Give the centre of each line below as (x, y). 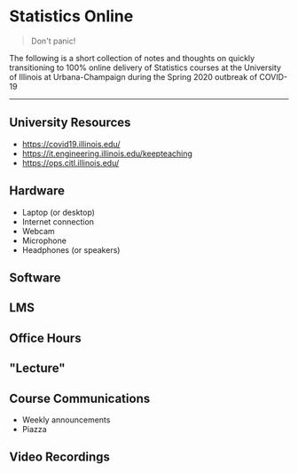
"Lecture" (37, 369)
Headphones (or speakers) (71, 249)
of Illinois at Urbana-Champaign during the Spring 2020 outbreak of (133, 76)
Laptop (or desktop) (59, 212)
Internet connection (58, 221)
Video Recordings (60, 457)
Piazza (34, 429)
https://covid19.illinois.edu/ (71, 144)
